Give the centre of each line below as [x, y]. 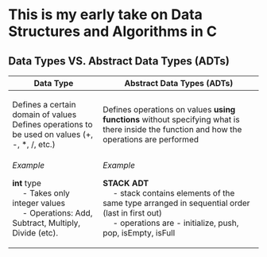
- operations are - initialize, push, [176, 223]
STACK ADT [126, 183]
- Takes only [46, 193]
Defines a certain [44, 105]
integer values [39, 203]
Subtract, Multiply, [46, 223]
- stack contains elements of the [174, 193]
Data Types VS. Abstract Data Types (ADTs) [119, 61]
